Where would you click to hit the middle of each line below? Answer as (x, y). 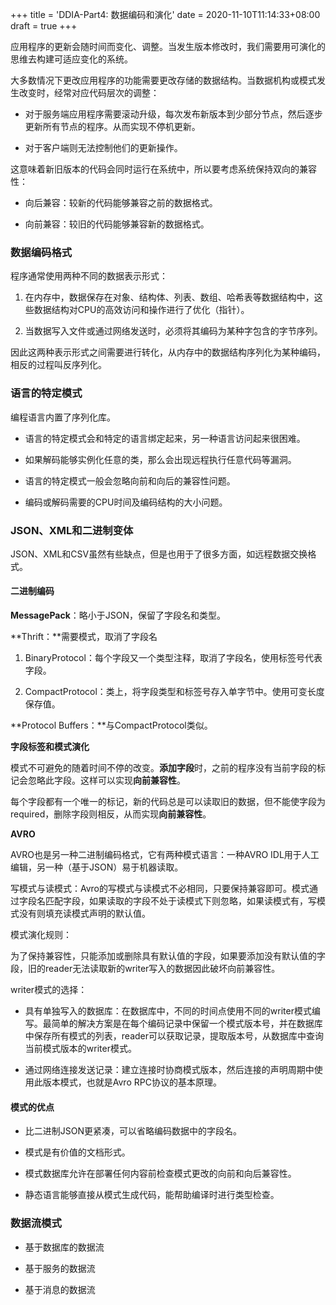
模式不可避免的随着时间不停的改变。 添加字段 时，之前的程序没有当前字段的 (163, 768)
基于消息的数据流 (60, 1289)
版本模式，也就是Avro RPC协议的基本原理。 (132, 1082)
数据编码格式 (41, 252)
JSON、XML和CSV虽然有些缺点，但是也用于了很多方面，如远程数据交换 (159, 554)
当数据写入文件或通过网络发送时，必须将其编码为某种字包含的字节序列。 (173, 331)
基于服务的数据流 (60, 1268)
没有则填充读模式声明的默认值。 (84, 914)
